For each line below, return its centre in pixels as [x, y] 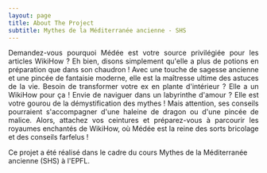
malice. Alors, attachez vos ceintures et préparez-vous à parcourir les [133, 121]
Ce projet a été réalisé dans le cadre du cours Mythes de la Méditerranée [128, 152]
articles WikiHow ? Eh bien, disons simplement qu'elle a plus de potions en [133, 61]
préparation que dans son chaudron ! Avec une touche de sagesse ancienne [133, 70]
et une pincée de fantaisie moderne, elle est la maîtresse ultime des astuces [133, 78]
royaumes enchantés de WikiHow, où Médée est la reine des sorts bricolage [133, 129]
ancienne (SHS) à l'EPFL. [49, 161]
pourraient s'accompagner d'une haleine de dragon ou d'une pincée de [133, 112]
